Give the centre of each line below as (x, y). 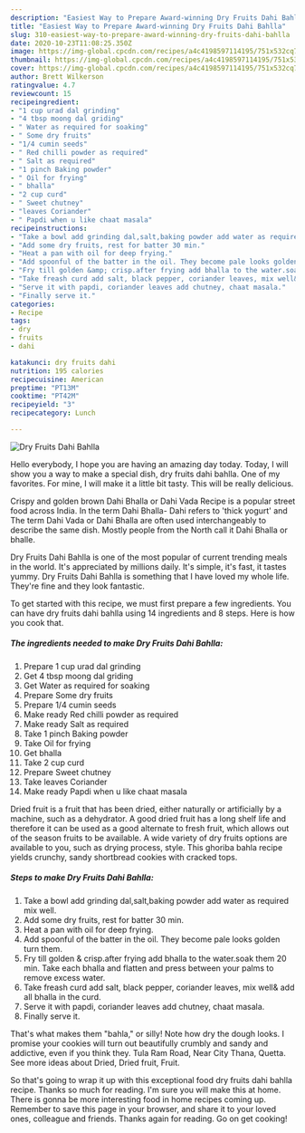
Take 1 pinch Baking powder (76, 734)
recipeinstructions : (49, 228)
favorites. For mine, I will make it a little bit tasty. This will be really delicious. (152, 483)
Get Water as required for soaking (86, 686)
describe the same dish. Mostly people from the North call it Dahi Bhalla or (149, 530)
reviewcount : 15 (41, 93)
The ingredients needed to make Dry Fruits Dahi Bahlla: (117, 643)
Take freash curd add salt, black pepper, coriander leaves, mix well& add (159, 987)
